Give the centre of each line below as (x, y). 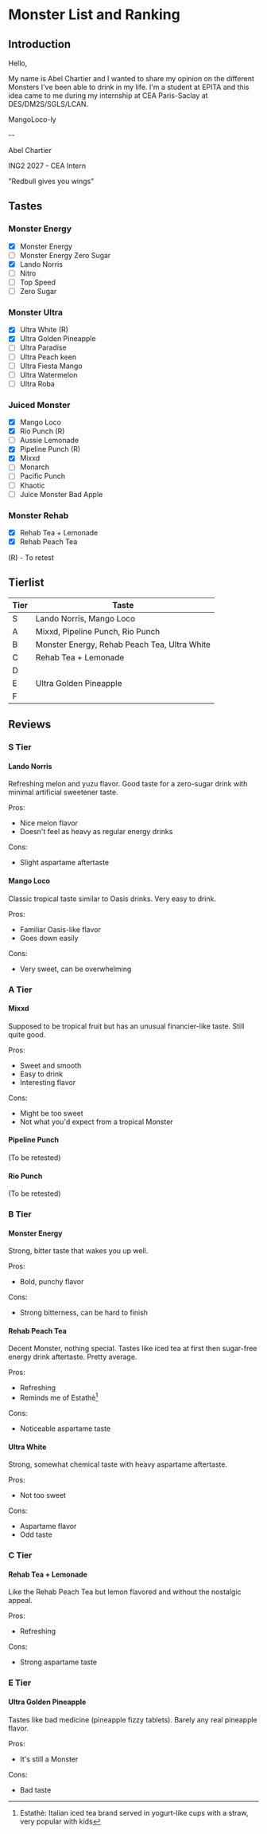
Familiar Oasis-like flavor (60, 929)
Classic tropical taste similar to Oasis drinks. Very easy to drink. (112, 899)
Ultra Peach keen (48, 357)
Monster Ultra (36, 312)
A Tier (20, 989)
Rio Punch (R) (42, 431)
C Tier (20, 1555)
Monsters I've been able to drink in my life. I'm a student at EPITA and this (129, 87)
